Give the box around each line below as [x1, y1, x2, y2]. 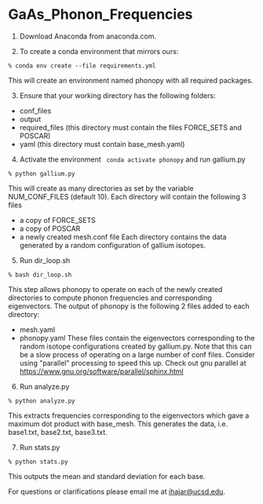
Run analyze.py [19, 382, 70, 391]
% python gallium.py [8, 170, 76, 177]
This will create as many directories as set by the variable [8, 183, 194, 193]
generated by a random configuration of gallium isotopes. [19, 240, 206, 250]
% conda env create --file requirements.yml [8, 61, 156, 70]
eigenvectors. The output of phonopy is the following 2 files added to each [8, 301, 250, 311]
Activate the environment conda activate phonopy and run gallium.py [19, 155, 246, 164]
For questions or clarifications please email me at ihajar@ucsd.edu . [8, 487, 226, 496]
